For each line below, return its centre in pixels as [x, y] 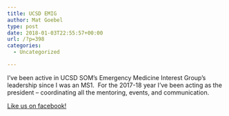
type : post [23, 26]
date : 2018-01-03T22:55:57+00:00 [55, 33]
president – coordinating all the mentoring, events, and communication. [108, 92]
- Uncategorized [37, 52]
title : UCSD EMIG [32, 13]
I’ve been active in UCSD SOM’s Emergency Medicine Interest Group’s [107, 77]
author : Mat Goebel [35, 20]
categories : [24, 46]
